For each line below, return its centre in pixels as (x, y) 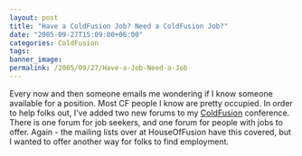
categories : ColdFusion (54, 43)
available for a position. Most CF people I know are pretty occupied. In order (151, 103)
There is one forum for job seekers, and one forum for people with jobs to (146, 122)
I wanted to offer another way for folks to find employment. (119, 142)
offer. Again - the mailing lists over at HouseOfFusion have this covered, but (151, 132)
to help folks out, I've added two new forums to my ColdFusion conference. (150, 113)
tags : (19, 51)
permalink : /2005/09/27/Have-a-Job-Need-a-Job (99, 69)
